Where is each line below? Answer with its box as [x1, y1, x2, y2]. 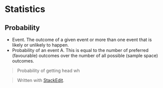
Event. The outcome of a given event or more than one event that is [12, 36, 152, 42]
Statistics [5, 3, 46, 15]
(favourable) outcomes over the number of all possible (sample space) [12, 52, 158, 58]
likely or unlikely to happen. [12, 42, 69, 48]
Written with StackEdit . [17, 77, 65, 83]
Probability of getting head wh [17, 67, 80, 73]
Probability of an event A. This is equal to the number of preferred [12, 47, 149, 53]
